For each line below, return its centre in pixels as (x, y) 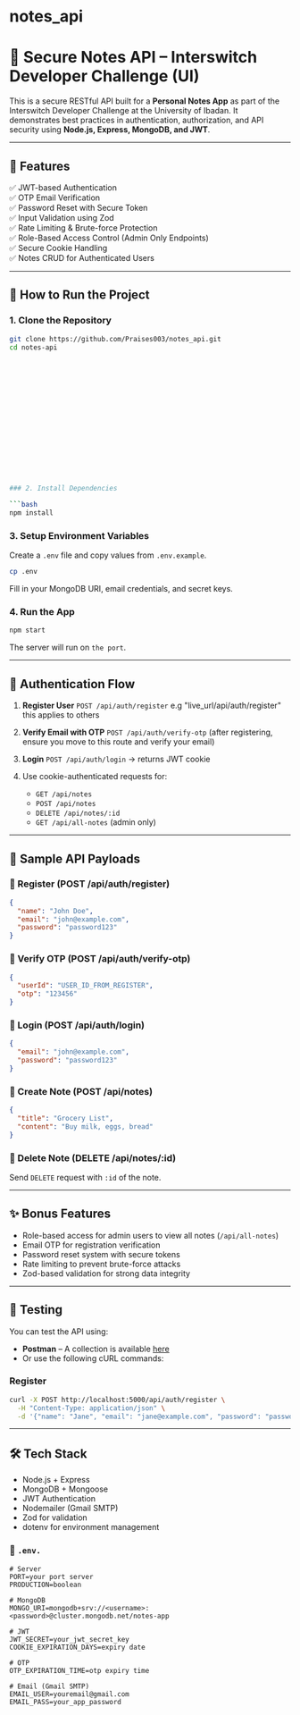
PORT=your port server (51, 1576)
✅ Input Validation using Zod (62, 217)
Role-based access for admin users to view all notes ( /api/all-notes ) (150, 1235)
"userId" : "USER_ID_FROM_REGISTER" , (85, 986)
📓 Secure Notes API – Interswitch (133, 58)
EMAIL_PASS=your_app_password (66, 1702)
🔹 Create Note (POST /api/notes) (81, 1091)
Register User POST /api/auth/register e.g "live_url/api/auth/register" (151, 706)
